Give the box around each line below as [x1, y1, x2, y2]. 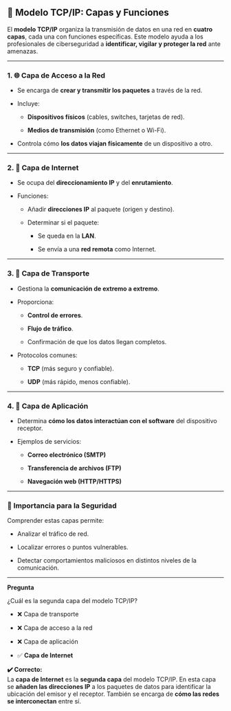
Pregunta [7, 583, 34, 591]
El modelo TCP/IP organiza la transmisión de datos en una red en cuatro [7, 25, 213, 33]
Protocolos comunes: [16, 351, 78, 359]
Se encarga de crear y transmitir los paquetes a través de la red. [16, 87, 203, 95]
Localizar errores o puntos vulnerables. [16, 543, 129, 552]
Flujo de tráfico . [27, 324, 74, 332]
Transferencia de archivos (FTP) [27, 464, 122, 472]
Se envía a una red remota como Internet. [37, 245, 157, 253]
